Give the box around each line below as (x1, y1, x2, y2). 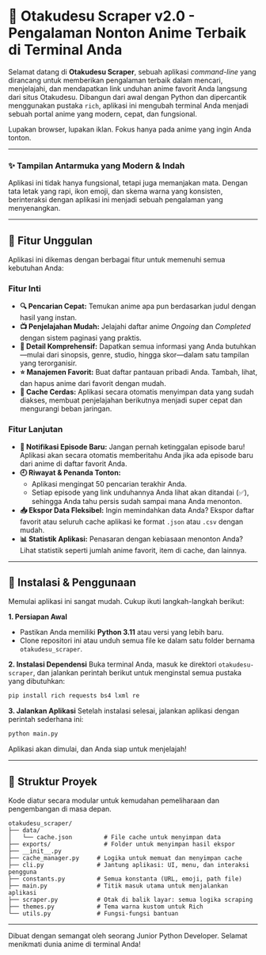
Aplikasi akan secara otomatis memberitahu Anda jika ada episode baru (19, 450, 253, 460)
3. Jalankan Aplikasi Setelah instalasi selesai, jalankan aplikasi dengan (8, 706, 240, 716)
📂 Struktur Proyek (8, 774, 97, 788)
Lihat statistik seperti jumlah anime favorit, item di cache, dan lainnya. (19, 545, 247, 555)
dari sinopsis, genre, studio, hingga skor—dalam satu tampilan (46, 350, 249, 360)
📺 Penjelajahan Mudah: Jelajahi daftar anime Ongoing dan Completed (19, 322, 251, 331)
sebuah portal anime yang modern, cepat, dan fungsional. (8, 109, 198, 118)
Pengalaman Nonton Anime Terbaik (8, 24, 247, 42)
